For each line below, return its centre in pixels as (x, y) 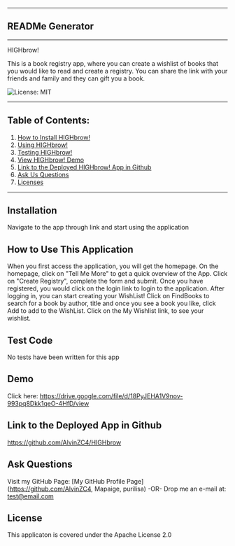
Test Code (30, 340)
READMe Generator (51, 26)
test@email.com (30, 496)
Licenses (30, 182)
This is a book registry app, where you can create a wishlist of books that (113, 63)
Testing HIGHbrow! (45, 152)
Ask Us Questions (43, 174)
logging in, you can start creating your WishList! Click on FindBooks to (108, 296)
